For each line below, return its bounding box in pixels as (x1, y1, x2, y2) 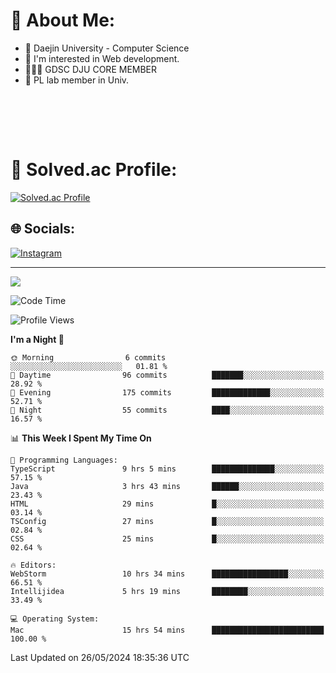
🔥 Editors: (10, 560, 57, 570)
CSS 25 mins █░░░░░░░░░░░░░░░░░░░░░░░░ (10, 534, 325, 544)
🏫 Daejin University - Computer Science (24, 42, 190, 54)
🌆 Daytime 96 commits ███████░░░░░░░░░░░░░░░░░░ (10, 370, 325, 380)
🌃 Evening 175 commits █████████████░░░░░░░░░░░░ (10, 387, 325, 398)
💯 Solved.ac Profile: (10, 159, 178, 181)
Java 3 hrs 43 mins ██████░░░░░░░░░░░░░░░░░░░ (10, 481, 325, 491)
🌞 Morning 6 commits (10, 352, 167, 363)
